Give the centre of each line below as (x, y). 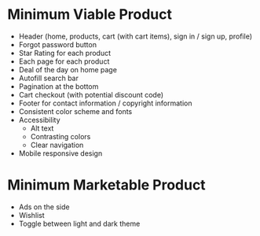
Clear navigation (57, 145)
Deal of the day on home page (68, 69)
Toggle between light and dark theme (79, 223)
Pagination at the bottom (59, 86)
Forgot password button (58, 44)
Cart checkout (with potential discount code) (91, 94)
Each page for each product (64, 61)
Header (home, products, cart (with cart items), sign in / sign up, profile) (135, 36)
